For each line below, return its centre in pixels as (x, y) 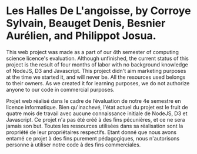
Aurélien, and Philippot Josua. (81, 36)
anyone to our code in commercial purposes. (60, 89)
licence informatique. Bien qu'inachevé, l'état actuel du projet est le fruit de (97, 107)
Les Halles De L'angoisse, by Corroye (98, 11)
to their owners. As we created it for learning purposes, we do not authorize (98, 83)
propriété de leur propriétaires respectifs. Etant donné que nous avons (91, 132)
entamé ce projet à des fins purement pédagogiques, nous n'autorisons (93, 138)
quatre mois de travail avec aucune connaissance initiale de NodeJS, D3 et (97, 113)
